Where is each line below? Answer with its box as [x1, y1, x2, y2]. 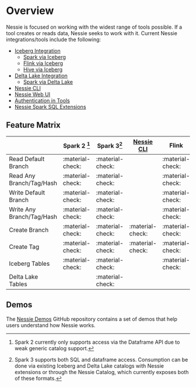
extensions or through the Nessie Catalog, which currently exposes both [14, 368, 189, 375]
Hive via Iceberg [23, 66, 63, 73]
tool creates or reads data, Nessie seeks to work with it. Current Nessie [6, 29, 178, 36]
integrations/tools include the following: [6, 36, 101, 43]
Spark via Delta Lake [23, 78, 73, 85]
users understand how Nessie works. [6, 321, 96, 328]
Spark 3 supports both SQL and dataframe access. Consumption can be [14, 356, 188, 363]
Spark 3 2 [97, 141, 123, 150]
